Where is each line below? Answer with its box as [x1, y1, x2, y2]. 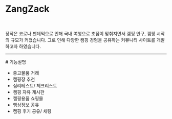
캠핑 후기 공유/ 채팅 [12, 108, 52, 114]
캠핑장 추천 [12, 76, 35, 82]
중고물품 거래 [12, 69, 39, 76]
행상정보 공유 [12, 102, 39, 108]
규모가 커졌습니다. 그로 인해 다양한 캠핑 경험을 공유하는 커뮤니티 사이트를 [10, 37, 156, 43]
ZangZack [5, 3, 50, 15]
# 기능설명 [5, 59, 27, 65]
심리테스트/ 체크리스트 [12, 82, 57, 88]
